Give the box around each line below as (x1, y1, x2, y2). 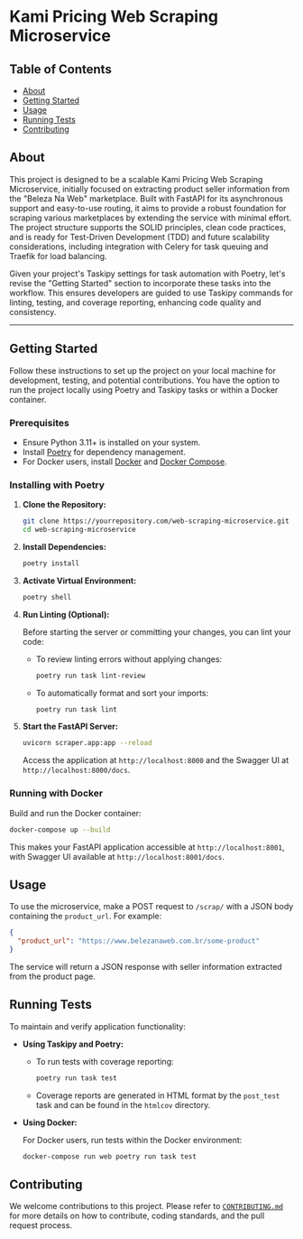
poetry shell (22, 592, 72, 601)
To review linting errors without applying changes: (35, 653, 223, 665)
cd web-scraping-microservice (22, 526, 137, 535)
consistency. (9, 306, 57, 317)
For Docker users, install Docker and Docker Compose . (22, 456, 227, 467)
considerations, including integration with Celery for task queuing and (9, 241, 269, 252)
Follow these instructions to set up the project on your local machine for (9, 365, 277, 376)
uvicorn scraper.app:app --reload (22, 739, 152, 748)
